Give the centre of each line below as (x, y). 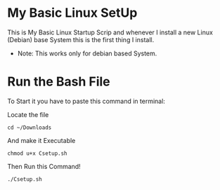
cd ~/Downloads (30, 128)
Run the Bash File (59, 82)
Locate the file (28, 114)
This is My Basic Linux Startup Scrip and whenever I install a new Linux (110, 32)
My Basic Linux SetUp (72, 13)
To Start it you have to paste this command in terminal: (86, 101)
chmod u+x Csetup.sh (38, 153)
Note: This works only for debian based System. (87, 53)
